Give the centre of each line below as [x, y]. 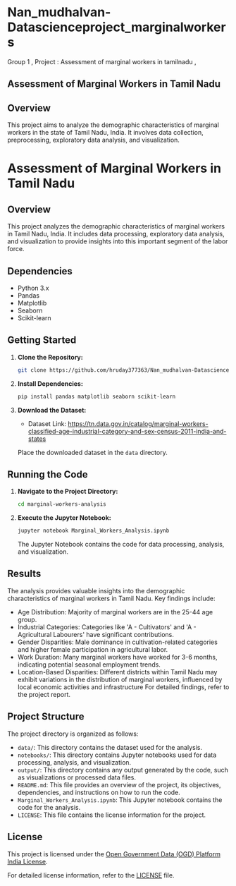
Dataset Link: [47, 423]
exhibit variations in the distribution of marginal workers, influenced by [120, 679]
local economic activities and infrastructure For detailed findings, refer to [123, 687]
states [37, 439]
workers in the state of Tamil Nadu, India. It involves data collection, [105, 133]
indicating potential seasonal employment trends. [89, 664]
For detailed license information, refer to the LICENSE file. [91, 875]
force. [16, 249]
